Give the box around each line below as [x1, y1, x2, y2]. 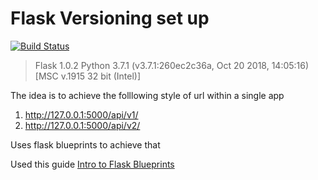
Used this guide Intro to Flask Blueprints [10, 158, 175, 170]
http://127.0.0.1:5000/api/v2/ [24, 119, 141, 131]
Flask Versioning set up [10, 7, 210, 30]
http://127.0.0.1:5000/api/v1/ [24, 108, 139, 121]
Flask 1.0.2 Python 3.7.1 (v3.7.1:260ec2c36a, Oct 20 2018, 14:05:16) [34, 59, 310, 71]
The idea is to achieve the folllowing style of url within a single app [10, 89, 285, 101]
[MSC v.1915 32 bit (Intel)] [34, 70, 142, 82]
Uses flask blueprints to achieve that [10, 138, 161, 151]
